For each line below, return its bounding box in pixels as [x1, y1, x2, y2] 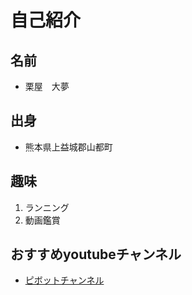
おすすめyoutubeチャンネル [10, 246, 182, 263]
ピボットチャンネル [24, 274, 105, 286]
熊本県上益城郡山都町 [24, 141, 113, 153]
